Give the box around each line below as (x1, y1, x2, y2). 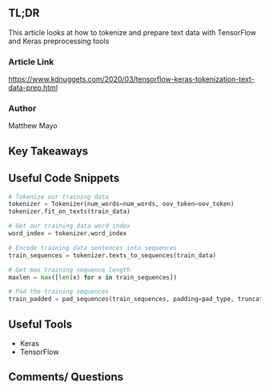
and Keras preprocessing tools (8, 36, 110, 46)
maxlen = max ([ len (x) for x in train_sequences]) (8, 273, 178, 281)
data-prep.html (8, 83, 58, 93)
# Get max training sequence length (8, 266, 130, 274)
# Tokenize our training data (8, 192, 110, 201)
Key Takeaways (8, 144, 89, 158)
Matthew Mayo (8, 121, 58, 131)
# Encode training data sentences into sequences (8, 243, 178, 251)
